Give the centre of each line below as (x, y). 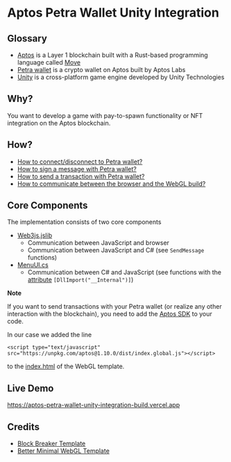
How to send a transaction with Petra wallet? (81, 176)
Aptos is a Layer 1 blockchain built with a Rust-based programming (112, 55)
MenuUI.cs (33, 265)
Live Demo (31, 388)
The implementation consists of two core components (84, 222)
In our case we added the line (50, 335)
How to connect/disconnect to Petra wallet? (80, 162)
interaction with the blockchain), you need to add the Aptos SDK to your (110, 314)
